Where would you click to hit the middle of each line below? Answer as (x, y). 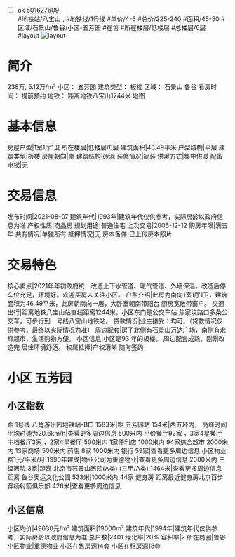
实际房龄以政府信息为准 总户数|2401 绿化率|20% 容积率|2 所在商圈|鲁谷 (122, 537)
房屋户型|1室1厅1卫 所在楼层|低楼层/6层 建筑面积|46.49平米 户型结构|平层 (112, 147)
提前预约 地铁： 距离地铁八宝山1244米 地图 (83, 95)
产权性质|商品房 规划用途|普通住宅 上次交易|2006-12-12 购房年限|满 (125, 225)
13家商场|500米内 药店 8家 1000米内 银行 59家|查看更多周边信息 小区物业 (121, 450)
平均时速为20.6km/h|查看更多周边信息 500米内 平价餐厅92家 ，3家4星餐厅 (115, 433)
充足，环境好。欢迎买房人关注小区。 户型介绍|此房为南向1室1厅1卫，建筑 (123, 295)
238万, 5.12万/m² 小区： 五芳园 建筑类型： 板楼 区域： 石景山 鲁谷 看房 (109, 87)
